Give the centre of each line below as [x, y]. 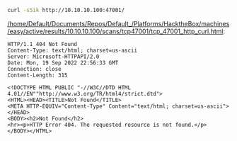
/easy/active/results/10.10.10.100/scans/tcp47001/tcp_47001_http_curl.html [115, 31]
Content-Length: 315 [38, 75]
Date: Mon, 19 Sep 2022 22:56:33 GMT [63, 63]
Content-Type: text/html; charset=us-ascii [73, 50]
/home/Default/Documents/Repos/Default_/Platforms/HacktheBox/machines [118, 23]
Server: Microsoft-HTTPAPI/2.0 [53, 57]
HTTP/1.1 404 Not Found [42, 44]
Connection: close [34, 69]
